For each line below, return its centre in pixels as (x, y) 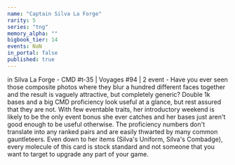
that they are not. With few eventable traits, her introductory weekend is (111, 109)
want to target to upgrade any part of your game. (78, 154)
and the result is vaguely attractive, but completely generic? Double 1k (109, 94)
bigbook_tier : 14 (33, 40)
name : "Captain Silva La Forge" (54, 14)
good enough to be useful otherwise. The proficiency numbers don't (106, 124)
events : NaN (25, 46)
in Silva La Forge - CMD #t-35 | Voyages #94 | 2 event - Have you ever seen (117, 79)
